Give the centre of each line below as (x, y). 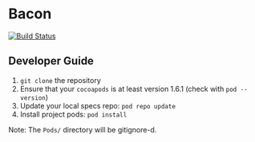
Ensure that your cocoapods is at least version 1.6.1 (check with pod (128, 89)
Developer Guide (51, 61)
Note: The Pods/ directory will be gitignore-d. (83, 129)
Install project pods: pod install (73, 114)
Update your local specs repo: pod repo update (98, 105)
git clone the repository (61, 80)
